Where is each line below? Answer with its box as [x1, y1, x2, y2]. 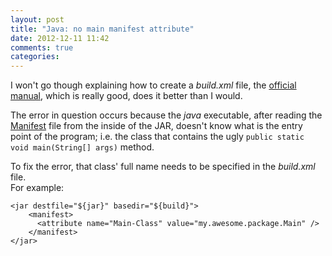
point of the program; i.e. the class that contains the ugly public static [10, 131, 305, 143]
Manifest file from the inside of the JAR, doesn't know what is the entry [10, 120, 303, 132]
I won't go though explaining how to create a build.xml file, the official [10, 79, 297, 91]
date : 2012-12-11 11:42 [10, 33, 110, 43]
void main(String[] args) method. [10, 141, 155, 153]
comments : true [10, 42, 74, 53]
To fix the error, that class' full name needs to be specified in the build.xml [10, 161, 316, 173]
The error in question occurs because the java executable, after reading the [10, 109, 323, 121]
